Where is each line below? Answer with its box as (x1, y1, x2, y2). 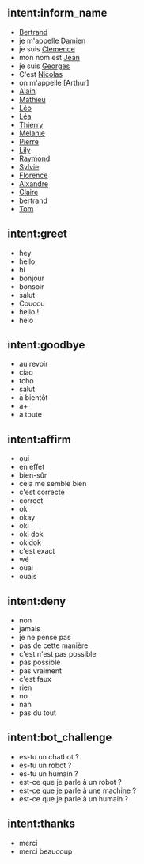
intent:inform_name (7, 6, 108, 20)
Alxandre (18, 178, 49, 188)
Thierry (18, 120, 44, 129)
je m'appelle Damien (18, 36, 86, 45)
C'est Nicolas (18, 69, 63, 78)
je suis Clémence (18, 44, 76, 54)
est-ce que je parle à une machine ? (18, 786, 136, 795)
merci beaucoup (18, 847, 73, 856)
